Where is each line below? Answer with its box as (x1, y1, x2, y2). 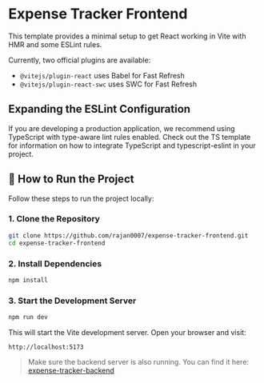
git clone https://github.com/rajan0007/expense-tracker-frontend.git (8, 231, 249, 240)
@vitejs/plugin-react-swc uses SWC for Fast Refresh (19, 79, 198, 89)
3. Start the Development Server (8, 295, 137, 306)
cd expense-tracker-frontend (8, 239, 106, 247)
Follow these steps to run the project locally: (8, 193, 154, 203)
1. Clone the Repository (8, 213, 100, 225)
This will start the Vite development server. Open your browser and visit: (8, 327, 246, 337)
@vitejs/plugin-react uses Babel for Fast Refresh (19, 70, 186, 80)
